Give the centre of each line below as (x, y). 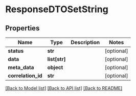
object (55, 67)
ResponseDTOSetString (57, 9)
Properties (22, 28)
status (16, 51)
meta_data (21, 67)
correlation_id (25, 76)
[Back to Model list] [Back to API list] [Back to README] (64, 88)
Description (85, 42)
